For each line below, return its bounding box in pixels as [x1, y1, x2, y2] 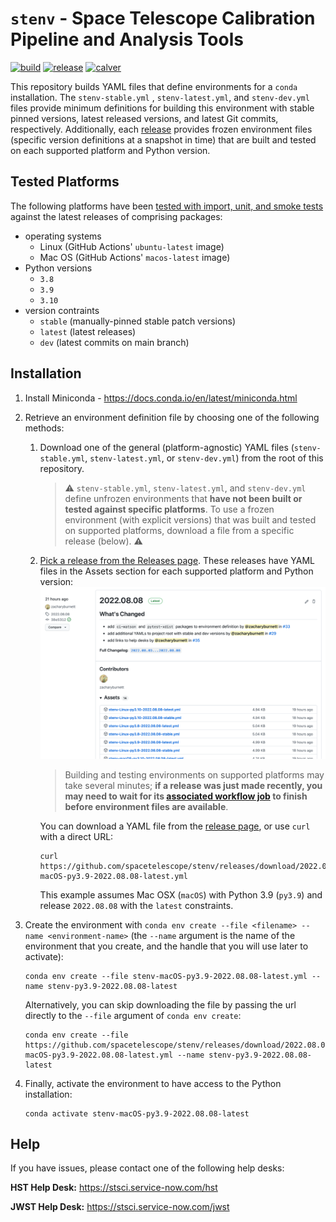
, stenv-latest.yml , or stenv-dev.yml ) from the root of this [84, 452, 324, 464]
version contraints [24, 304, 100, 316]
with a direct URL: [39, 830, 114, 842]
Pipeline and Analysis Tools [10, 28, 244, 51]
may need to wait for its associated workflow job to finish [64, 790, 308, 802]
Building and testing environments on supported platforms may [64, 768, 325, 781]
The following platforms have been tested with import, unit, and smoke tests [10, 200, 324, 212]
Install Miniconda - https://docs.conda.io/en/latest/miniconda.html [24, 392, 298, 404]
